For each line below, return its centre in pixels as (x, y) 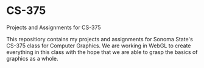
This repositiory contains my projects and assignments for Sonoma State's (100, 39)
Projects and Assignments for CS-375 (54, 27)
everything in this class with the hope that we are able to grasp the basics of (102, 52)
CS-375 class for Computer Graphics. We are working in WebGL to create (99, 46)
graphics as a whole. (32, 58)
